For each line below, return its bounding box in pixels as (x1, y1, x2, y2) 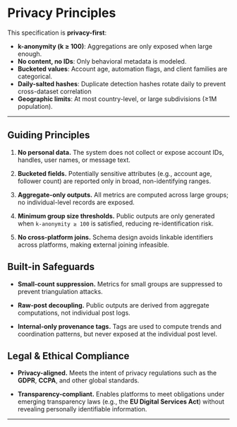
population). (17, 102, 53, 110)
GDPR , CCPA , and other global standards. (17, 376, 140, 385)
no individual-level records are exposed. (17, 198, 135, 206)
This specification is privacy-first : (7, 28, 107, 37)
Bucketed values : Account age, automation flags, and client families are (17, 64, 228, 73)
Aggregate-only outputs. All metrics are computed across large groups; (17, 190, 229, 199)
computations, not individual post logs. (17, 308, 130, 317)
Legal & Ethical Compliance (7, 350, 130, 362)
